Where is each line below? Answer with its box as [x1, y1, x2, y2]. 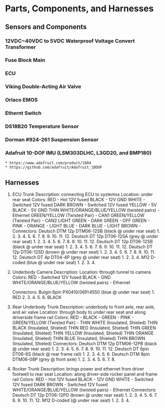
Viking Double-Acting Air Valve [5, 83, 81, 90]
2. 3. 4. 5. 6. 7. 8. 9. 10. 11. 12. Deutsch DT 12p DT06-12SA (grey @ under [12, 233, 159, 239]
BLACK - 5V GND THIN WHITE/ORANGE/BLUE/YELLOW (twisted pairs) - [12, 207, 160, 213]
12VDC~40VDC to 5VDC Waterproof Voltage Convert [5, 37, 135, 44]
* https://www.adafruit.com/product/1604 [5, 161, 92, 166]
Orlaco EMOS [5, 97, 38, 104]
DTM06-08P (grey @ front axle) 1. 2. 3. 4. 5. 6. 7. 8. [12, 356, 116, 363]
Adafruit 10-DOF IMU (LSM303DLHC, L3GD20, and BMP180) [5, 149, 152, 156]
